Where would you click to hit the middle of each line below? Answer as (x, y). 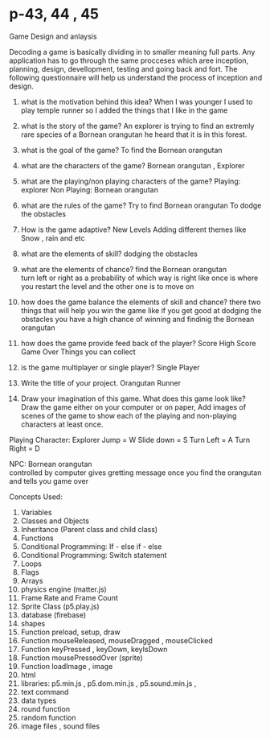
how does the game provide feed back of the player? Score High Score (138, 343)
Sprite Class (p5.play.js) (60, 606)
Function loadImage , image (67, 666)
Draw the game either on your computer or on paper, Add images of (133, 407)
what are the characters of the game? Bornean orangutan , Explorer (133, 165)
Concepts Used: (36, 497)
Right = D (25, 448)
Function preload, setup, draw (70, 632)
